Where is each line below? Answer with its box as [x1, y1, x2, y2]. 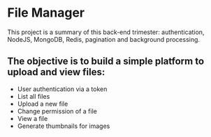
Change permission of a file [17, 106, 98, 115]
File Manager [7, 5, 85, 21]
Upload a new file [17, 99, 68, 108]
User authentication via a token [17, 85, 108, 93]
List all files [17, 92, 50, 100]
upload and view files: [7, 66, 105, 78]
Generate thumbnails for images [17, 122, 110, 130]
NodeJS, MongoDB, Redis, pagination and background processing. [7, 35, 201, 43]
